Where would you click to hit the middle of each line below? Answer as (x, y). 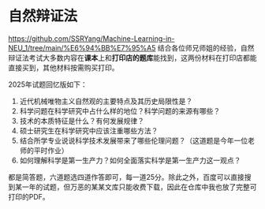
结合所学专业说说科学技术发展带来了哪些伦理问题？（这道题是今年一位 (134, 140)
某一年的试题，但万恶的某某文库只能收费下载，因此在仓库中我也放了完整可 (136, 187)
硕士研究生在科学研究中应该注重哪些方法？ (89, 130)
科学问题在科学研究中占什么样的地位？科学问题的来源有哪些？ (120, 110)
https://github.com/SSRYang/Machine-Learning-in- (91, 38)
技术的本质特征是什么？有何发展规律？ (82, 121)
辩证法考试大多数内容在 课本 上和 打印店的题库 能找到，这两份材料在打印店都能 (132, 58)
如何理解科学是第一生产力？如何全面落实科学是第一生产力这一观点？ (130, 160)
